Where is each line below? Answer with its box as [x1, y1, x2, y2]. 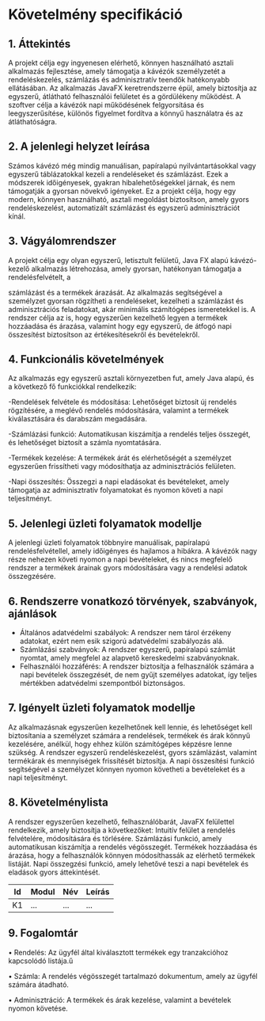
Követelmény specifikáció [8, 6, 184, 24]
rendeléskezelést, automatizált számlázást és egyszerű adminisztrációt [8, 203, 240, 212]
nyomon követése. [8, 1004, 69, 1013]
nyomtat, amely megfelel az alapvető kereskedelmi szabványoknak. [19, 653, 240, 663]
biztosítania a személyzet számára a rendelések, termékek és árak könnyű [8, 730, 251, 740]
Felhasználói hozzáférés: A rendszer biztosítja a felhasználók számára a [19, 661, 255, 671]
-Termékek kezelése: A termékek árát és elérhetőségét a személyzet [8, 453, 232, 463]
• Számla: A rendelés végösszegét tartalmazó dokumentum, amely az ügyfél [8, 971, 258, 981]
